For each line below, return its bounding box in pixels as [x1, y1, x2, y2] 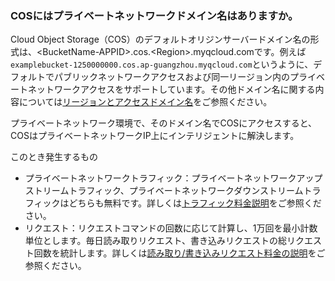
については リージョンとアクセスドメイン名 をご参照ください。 [18, 96, 273, 108]
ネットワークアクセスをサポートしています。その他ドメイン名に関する [27, 83, 316, 96]
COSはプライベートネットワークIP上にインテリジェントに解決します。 [10, 130, 300, 142]
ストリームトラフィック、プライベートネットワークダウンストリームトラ [24, 185, 322, 197]
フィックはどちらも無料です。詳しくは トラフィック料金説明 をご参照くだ [24, 197, 322, 209]
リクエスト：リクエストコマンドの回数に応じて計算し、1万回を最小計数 [24, 222, 318, 234]
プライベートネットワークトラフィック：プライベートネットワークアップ [24, 172, 323, 184]
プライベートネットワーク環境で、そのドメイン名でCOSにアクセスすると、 [10, 117, 318, 129]
